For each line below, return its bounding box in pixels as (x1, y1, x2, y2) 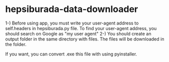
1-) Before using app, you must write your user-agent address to (5, 20, 139, 26)
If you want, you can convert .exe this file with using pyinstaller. (5, 51, 137, 57)
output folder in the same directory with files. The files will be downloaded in (5, 36, 164, 42)
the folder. (5, 41, 27, 47)
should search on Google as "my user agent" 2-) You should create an (5, 30, 151, 36)
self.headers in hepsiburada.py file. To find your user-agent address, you (5, 25, 157, 31)
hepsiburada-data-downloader (5, 3, 138, 15)
